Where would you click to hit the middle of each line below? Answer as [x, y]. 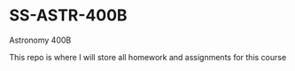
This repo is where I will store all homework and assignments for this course [148, 57]
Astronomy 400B [40, 40]
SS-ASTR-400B [68, 16]
